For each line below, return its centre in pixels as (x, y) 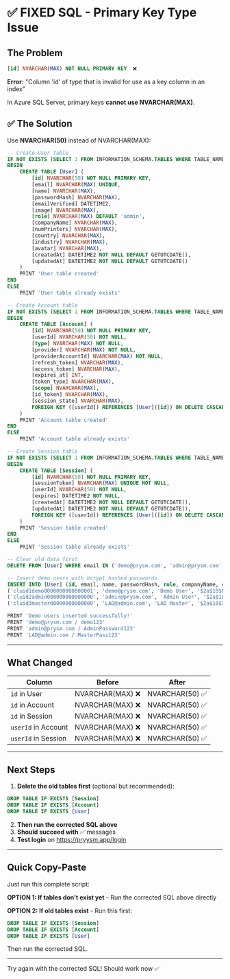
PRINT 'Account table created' (64, 420)
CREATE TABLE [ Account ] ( (56, 324)
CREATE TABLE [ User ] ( (52, 172)
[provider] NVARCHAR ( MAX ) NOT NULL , (84, 350)
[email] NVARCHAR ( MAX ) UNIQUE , (76, 185)
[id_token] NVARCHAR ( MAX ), (70, 395)
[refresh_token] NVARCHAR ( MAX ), (78, 362)
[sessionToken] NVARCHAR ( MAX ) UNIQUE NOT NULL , (101, 483)
